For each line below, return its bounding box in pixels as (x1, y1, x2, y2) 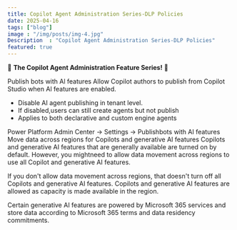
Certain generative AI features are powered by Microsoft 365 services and (7, 201, 226, 209)
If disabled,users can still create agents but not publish (17, 106, 180, 114)
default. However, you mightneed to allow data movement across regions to (7, 151, 230, 159)
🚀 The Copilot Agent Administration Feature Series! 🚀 (7, 64, 169, 71)
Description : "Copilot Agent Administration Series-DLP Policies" (7, 37, 216, 44)
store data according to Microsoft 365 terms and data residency (7, 209, 196, 216)
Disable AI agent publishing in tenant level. (17, 99, 143, 107)
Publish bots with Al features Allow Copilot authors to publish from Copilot (7, 77, 226, 86)
